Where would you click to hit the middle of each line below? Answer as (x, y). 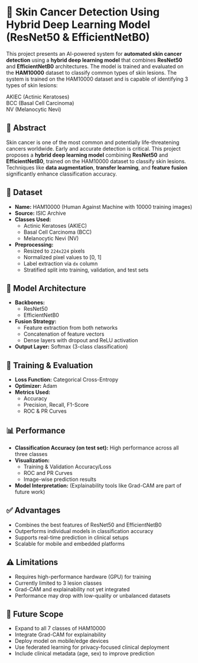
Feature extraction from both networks (71, 328)
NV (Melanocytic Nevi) (34, 109)
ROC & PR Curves (45, 411)
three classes (31, 454)
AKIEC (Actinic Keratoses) (38, 97)
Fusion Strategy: (35, 321)
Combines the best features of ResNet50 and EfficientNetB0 (88, 525)
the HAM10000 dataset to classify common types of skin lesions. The (92, 72)
